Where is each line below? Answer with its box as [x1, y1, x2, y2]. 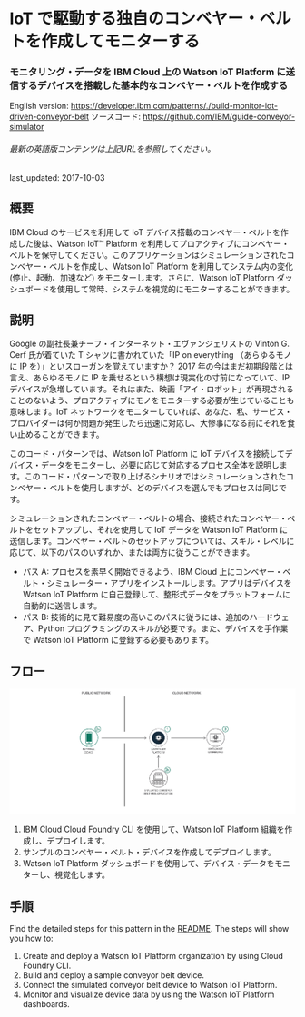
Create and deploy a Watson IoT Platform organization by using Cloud [22, 951, 284, 962]
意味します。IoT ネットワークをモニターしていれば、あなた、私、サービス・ [9, 406, 293, 418]
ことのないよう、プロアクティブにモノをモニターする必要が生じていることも [9, 395, 295, 406]
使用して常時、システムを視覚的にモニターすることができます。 [56, 283, 295, 294]
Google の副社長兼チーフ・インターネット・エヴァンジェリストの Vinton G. [9, 338, 290, 350]
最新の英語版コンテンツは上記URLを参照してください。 [9, 143, 216, 154]
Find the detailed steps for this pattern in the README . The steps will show [9, 923, 290, 934]
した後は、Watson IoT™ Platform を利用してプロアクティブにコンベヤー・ [16, 238, 290, 249]
